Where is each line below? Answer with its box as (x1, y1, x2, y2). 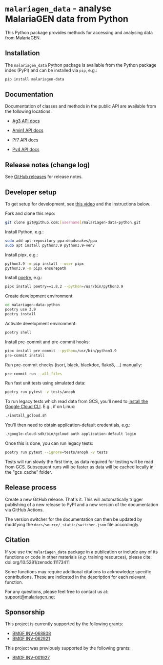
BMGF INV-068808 (12, 631, 51, 637)
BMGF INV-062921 (12, 636, 50, 641)
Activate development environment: (5, 320, 77, 326)
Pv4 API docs (12, 147, 40, 153)
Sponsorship (5, 608, 45, 616)
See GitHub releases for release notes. (5, 174, 83, 179)
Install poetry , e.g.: (5, 275, 42, 281)
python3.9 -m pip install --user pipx (5, 261, 84, 266)
